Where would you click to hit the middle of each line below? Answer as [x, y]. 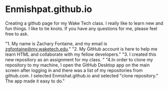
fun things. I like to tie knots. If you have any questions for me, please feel [81, 28]
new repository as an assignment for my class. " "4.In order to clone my [79, 59]
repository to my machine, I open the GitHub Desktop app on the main [77, 65]
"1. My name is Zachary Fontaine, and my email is [56, 43]
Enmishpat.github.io [49, 9]
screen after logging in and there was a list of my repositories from [74, 70]
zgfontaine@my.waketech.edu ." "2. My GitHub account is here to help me [81, 49]
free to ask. [17, 34]
